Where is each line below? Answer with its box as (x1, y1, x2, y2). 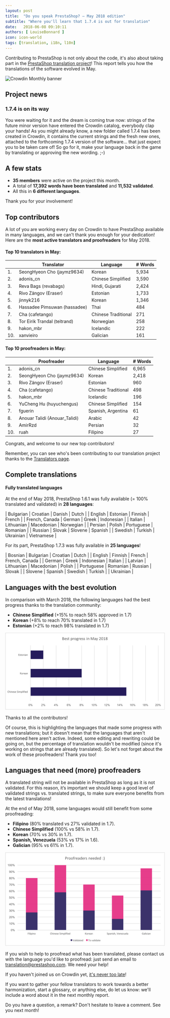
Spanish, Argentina (88, 408, 128, 414)
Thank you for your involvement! (5, 198, 73, 204)
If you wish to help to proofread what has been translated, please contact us (5, 950, 164, 957)
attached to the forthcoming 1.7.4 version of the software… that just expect (5, 139, 161, 145)
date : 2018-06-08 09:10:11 (5, 24, 67, 29)
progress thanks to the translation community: (5, 602, 102, 608)
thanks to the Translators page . (5, 455, 70, 462)
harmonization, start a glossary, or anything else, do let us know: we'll (5, 987, 151, 993)
